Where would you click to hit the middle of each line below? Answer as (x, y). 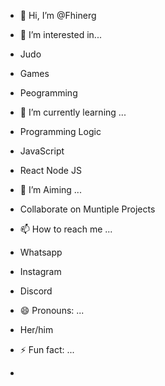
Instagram (40, 271)
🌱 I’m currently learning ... (73, 112)
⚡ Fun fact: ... (47, 349)
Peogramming (48, 93)
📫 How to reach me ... (66, 229)
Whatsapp (41, 252)
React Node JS (50, 170)
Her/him (36, 329)
